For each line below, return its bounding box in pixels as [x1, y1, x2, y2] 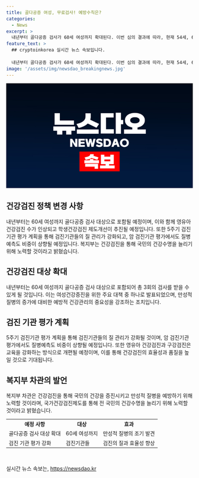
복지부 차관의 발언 [6, 375, 68, 385]
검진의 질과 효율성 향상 [102, 439, 155, 447]
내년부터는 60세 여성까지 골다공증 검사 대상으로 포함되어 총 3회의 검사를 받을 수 [6, 283, 190, 290]
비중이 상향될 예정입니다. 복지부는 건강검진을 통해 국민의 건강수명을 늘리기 [21, 240, 193, 247]
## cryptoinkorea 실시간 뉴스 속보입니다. [11, 47, 105, 53]
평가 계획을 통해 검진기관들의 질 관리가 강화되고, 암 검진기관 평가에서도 [17, 233, 180, 240]
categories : [6, 15, 36, 22]
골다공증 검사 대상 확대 [8, 430, 61, 437]
